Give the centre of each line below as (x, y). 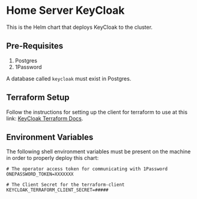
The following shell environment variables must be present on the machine (98, 152)
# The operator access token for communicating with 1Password (87, 169)
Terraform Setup (38, 98)
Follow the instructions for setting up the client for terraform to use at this (97, 112)
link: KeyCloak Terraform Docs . (45, 118)
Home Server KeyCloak (65, 11)
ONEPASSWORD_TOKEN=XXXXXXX (40, 174)
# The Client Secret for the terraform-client (65, 185)
